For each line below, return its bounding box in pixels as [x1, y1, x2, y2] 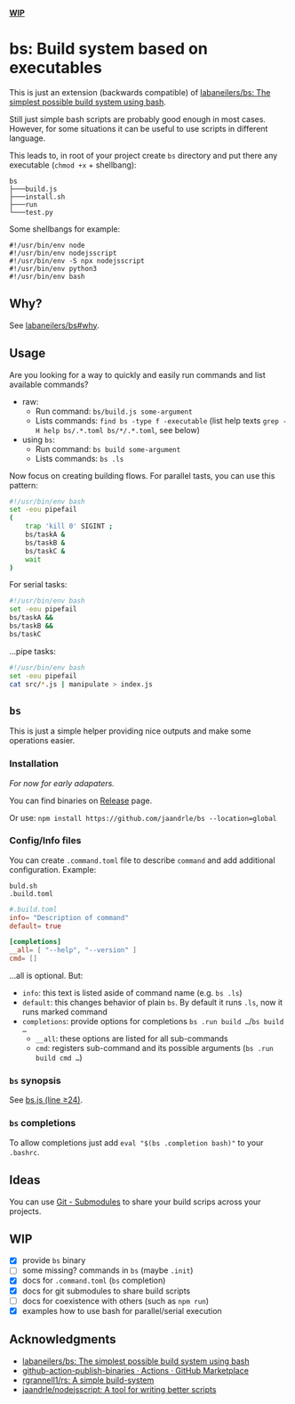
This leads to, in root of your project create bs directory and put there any [9, 150, 278, 160]
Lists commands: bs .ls [35, 453, 124, 464]
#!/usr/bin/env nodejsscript [9, 249, 117, 258]
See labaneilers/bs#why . [9, 320, 100, 331]
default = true [9, 922, 62, 931]
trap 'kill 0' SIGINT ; [25, 521, 114, 531]
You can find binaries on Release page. [9, 795, 153, 806]
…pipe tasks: [9, 645, 56, 656]
